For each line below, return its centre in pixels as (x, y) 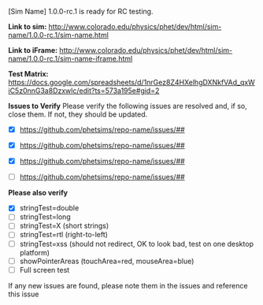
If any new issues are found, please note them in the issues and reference (128, 285)
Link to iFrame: (33, 50)
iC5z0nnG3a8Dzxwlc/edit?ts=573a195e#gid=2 (84, 91)
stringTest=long (45, 217)
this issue (24, 294)
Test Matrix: (28, 74)
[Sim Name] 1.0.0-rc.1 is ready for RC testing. (81, 11)
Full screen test (44, 270)
